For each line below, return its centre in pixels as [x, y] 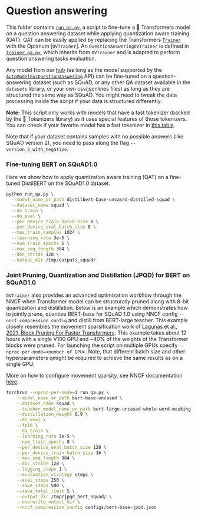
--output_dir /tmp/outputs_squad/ [54, 260]
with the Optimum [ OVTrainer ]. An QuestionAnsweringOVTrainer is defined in [98, 46]
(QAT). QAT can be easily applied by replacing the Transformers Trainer [94, 39]
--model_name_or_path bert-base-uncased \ [70, 398]
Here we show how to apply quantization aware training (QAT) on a [88, 177]
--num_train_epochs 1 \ [40, 244]
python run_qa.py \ [30, 194]
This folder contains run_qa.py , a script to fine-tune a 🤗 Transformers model [98, 27]
